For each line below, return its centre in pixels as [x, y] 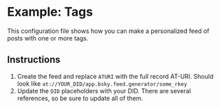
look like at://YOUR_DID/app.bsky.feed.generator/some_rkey [102, 84]
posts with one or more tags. [48, 38]
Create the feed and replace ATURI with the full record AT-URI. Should [115, 76]
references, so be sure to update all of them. [80, 98]
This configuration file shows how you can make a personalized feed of [108, 31]
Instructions [34, 60]
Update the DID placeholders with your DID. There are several [104, 90]
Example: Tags [50, 12]
